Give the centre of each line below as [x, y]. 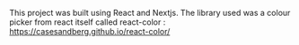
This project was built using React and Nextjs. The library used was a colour [150, 13]
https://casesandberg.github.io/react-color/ [90, 31]
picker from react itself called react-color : [88, 22]
